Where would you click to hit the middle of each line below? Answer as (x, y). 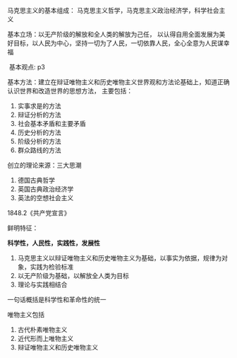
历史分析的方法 (39, 132)
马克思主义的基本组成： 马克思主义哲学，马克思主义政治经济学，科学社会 (113, 10)
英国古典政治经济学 (45, 189)
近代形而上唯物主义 (45, 339)
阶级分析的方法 (39, 141)
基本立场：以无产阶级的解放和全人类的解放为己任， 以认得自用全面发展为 (113, 34)
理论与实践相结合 (42, 284)
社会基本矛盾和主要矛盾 (51, 123)
